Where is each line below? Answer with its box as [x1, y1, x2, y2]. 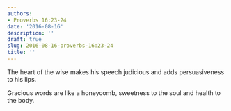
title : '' [7, 49, 36, 56]
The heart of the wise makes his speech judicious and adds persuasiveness [7, 67, 225, 76]
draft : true [7, 36, 42, 43]
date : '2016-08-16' [7, 23, 64, 30]
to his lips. [7, 75, 37, 83]
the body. [7, 96, 35, 104]
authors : [7, 10, 33, 17]
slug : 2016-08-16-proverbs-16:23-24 [7, 42, 113, 49]
